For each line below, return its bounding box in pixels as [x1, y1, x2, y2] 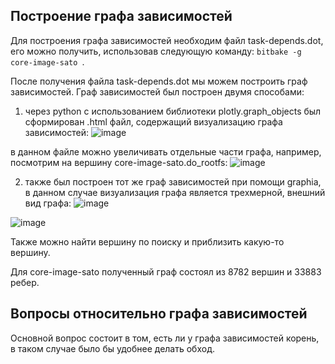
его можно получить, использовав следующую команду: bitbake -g [10, 45, 302, 57]
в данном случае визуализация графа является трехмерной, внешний [24, 186, 326, 198]
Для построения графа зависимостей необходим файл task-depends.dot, [10, 34, 324, 46]
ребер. [10, 276, 40, 288]
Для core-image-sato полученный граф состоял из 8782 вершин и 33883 [10, 265, 322, 278]
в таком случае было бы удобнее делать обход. [10, 342, 215, 354]
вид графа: [24, 197, 72, 209]
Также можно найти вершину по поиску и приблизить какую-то [10, 235, 285, 248]
